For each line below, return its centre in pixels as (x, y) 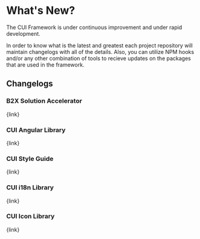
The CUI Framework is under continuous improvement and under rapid (94, 27)
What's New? (41, 11)
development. (23, 33)
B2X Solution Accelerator (44, 101)
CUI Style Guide (30, 159)
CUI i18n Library (30, 188)
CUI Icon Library (31, 217)
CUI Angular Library (36, 129)
